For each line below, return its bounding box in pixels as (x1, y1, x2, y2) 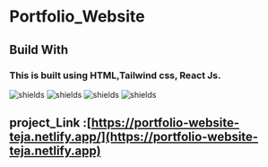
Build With (9, 42, 69, 57)
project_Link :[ (9, 115, 92, 131)
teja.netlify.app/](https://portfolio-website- (9, 129, 258, 145)
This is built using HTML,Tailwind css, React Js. (9, 69, 221, 82)
